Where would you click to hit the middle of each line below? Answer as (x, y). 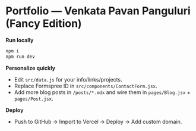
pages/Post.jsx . (34, 98)
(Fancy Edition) (44, 24)
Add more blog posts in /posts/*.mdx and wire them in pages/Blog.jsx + (102, 92)
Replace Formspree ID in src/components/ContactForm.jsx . (86, 86)
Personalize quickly (31, 68)
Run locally (20, 40)
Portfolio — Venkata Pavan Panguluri (98, 11)
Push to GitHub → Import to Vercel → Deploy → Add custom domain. (98, 121)
